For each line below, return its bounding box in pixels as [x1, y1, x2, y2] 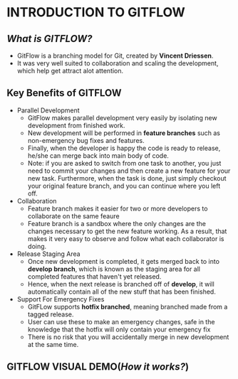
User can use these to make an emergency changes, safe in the [27, 317, 215, 326]
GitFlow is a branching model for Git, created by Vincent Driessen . [16, 51, 214, 60]
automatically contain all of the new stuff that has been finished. [27, 287, 217, 296]
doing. [27, 242, 47, 250]
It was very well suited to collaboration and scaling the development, [16, 59, 219, 68]
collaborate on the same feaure [27, 211, 120, 220]
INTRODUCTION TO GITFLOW [6, 4, 186, 21]
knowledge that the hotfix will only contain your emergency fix [27, 325, 211, 333]
